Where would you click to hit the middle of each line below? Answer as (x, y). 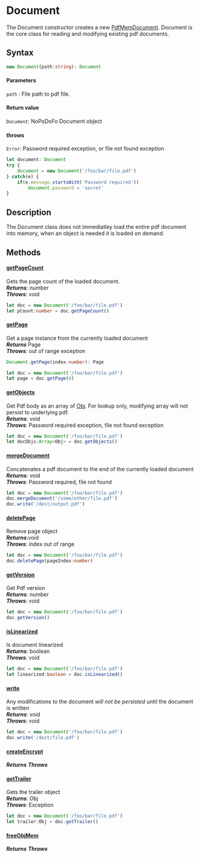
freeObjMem (23, 835)
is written (18, 708)
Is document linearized (35, 645)
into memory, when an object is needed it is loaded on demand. (85, 233)
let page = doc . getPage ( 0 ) (40, 379)
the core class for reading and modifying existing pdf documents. (88, 33)
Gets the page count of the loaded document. (63, 281)
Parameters (21, 81)
